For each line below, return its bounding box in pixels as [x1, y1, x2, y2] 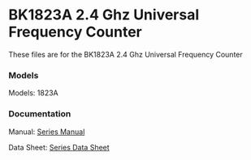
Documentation [8, 108, 71, 120]
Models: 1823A [8, 88, 58, 98]
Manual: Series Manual [8, 127, 85, 137]
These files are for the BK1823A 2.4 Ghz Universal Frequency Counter [8, 49, 244, 59]
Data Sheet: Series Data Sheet [8, 142, 110, 152]
